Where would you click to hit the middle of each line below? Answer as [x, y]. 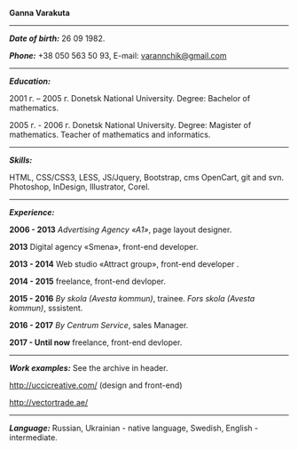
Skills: [21, 160]
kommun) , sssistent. [46, 308]
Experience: [32, 212]
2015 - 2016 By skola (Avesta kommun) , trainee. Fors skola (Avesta [132, 298]
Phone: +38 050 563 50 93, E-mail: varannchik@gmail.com [118, 56]
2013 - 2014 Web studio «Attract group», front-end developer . [124, 264]
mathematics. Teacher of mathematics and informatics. [110, 134]
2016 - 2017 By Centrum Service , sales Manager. [99, 325]
